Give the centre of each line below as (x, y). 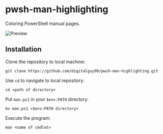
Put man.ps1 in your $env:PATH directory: (47, 99)
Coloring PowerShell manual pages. (43, 23)
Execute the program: (28, 118)
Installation (23, 49)
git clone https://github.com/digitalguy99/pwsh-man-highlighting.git (82, 71)
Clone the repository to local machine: (45, 62)
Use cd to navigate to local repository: (45, 81)
